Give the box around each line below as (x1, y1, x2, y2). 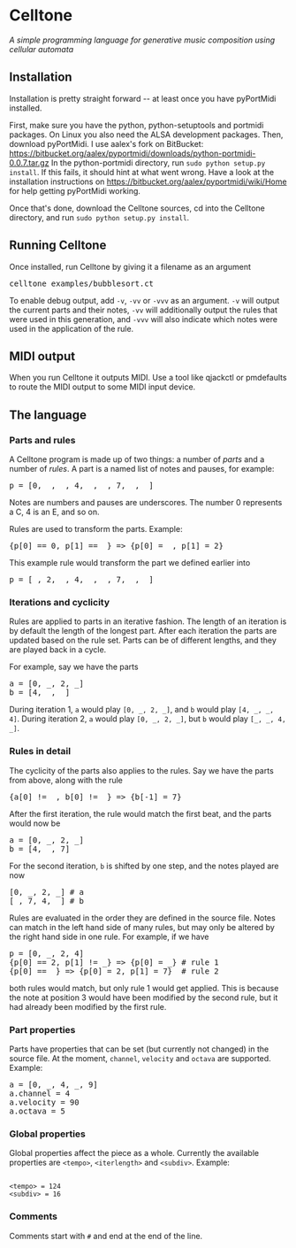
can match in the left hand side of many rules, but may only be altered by (9, 921, 276, 932)
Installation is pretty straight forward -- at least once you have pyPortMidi (9, 93, 277, 104)
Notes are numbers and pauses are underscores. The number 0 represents (9, 497, 283, 508)
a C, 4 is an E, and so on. (9, 506, 100, 518)
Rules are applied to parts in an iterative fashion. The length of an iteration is (9, 616, 287, 627)
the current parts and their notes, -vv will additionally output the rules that (9, 304, 278, 315)
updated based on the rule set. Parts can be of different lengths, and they (9, 635, 277, 646)
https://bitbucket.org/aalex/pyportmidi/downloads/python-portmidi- (9, 148, 256, 158)
